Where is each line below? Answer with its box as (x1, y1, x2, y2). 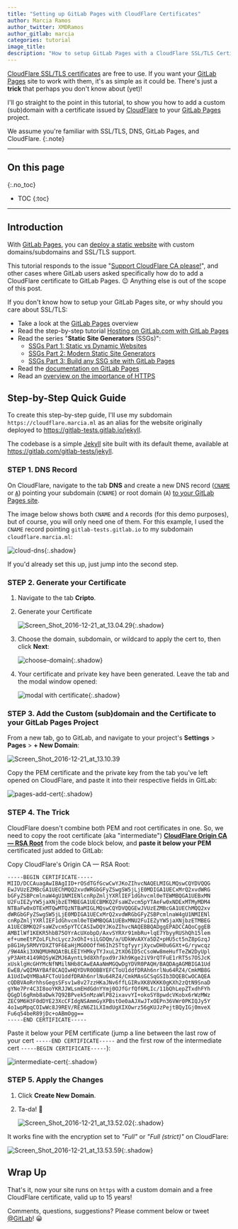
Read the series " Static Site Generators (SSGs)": (17, 334, 161, 342)
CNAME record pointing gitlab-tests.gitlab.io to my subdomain (7, 525, 193, 533)
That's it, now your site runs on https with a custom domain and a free (7, 1185, 213, 1194)
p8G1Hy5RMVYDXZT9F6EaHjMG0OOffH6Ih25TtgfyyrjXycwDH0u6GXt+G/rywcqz (7, 941, 211, 949)
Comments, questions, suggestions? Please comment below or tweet (7, 1206, 210, 1215)
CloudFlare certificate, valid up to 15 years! (7, 1193, 132, 1201)
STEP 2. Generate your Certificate (7, 577, 126, 587)
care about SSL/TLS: (7, 305, 68, 314)
